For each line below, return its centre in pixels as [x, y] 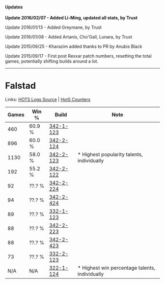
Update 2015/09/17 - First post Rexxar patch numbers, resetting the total [78, 56]
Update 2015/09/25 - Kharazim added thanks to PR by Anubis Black [74, 46]
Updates [14, 7]
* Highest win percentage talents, [117, 268]
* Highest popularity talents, [110, 154]
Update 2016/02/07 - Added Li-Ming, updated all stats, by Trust [71, 18]
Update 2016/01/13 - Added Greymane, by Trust [54, 28]
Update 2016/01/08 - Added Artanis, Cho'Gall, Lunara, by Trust [69, 37]
